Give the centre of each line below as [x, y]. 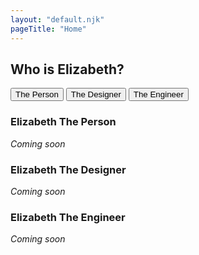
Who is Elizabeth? [67, 69]
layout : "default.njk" [57, 19]
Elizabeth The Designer [68, 169]
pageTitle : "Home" [48, 29]
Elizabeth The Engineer [68, 217]
